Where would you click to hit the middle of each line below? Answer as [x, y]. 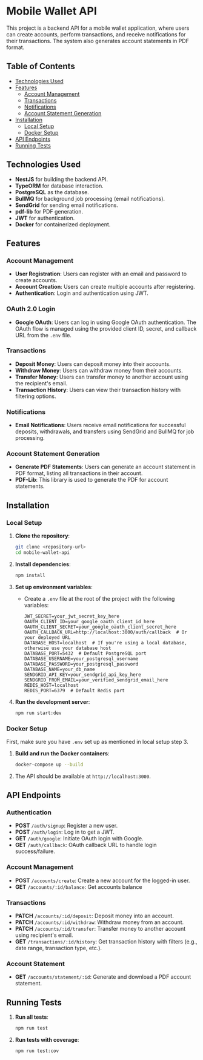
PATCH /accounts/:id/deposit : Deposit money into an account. [94, 916]
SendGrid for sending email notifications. [66, 205]
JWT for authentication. [45, 218]
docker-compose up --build [49, 765]
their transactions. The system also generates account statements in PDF [98, 41]
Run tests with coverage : [47, 1040]
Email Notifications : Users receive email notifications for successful [100, 425]
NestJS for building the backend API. [62, 179]
